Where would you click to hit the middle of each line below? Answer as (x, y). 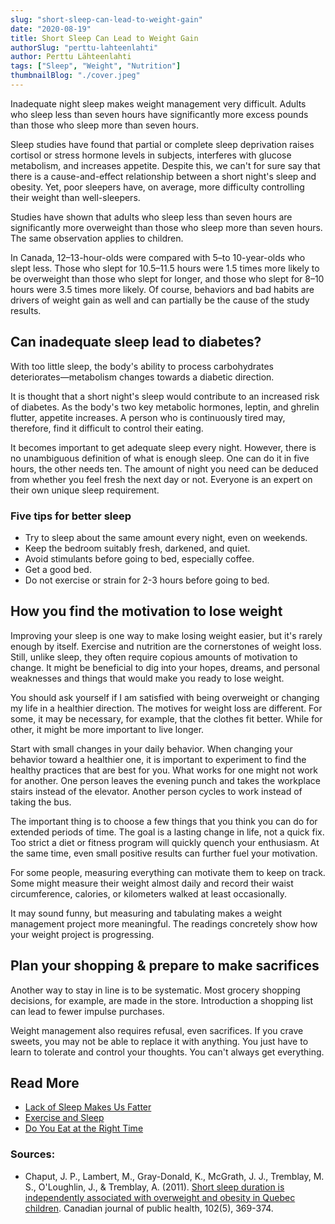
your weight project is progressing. (82, 934)
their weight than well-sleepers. (75, 197)
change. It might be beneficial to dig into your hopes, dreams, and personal (165, 667)
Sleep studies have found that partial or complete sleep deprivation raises (162, 144)
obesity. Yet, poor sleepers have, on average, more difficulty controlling (157, 187)
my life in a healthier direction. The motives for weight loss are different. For (166, 708)
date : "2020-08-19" (51, 29)
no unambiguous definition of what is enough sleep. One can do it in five (160, 458)
